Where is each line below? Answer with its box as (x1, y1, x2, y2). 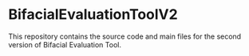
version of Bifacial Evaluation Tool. (8, 39, 122, 49)
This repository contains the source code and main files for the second (8, 32, 242, 41)
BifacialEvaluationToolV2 (8, 6, 178, 24)
